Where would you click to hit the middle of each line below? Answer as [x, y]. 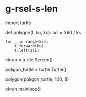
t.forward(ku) [29, 46]
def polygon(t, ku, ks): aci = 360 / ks [43, 32]
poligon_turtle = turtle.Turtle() [36, 69]
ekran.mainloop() [23, 89]
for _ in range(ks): [27, 41]
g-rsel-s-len [32, 9]
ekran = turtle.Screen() [29, 60]
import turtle [18, 23]
